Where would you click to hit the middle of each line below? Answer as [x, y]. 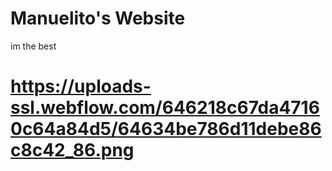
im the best [33, 46]
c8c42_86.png [72, 150]
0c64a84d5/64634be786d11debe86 [166, 129]
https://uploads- [81, 86]
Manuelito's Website [98, 18]
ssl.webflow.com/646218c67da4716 [165, 108]
